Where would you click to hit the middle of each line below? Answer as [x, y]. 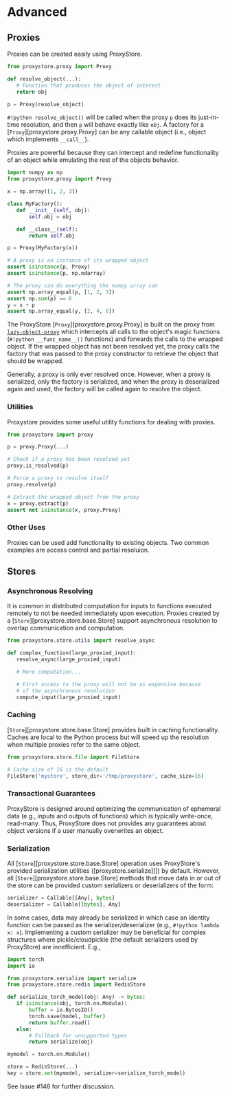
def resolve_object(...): [44, 79]
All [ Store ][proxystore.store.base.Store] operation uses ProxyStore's [104, 864]
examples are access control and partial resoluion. [78, 550]
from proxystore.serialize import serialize [72, 978]
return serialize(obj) [61, 1042]
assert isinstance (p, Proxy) [49, 267]
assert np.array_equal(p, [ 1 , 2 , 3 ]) [61, 292]
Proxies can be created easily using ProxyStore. [75, 54]
